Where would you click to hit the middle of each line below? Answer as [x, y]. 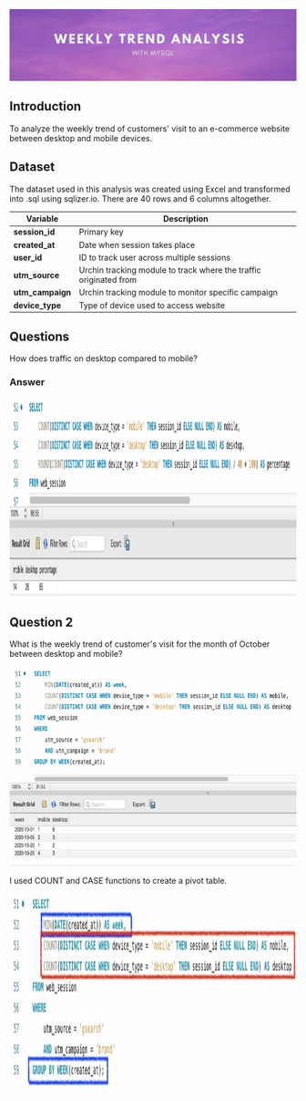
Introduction [46, 106]
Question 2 [41, 622]
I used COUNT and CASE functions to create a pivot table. [118, 881]
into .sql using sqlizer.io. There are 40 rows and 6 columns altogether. [140, 198]
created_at [34, 244]
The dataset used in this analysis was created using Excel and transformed [150, 189]
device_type [37, 305]
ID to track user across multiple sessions [154, 257]
